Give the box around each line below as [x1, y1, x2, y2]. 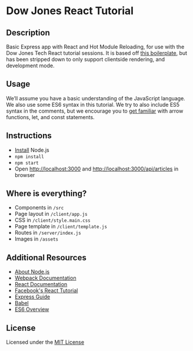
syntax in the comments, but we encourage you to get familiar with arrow [6, 107, 184, 114]
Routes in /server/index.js [14, 229, 81, 237]
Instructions [6, 131, 52, 141]
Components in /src [14, 204, 64, 211]
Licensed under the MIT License [6, 339, 84, 346]
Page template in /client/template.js [14, 223, 108, 230]
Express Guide [14, 293, 51, 300]
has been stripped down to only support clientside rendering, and [6, 56, 165, 63]
